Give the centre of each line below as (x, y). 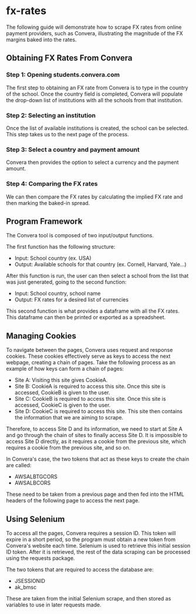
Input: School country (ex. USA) (53, 258)
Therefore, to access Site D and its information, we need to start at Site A (94, 429)
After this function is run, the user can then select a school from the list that (97, 276)
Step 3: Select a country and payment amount (73, 149)
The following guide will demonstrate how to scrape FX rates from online (94, 27)
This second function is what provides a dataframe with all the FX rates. (93, 311)
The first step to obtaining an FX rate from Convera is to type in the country (97, 88)
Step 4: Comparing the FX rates (52, 184)
